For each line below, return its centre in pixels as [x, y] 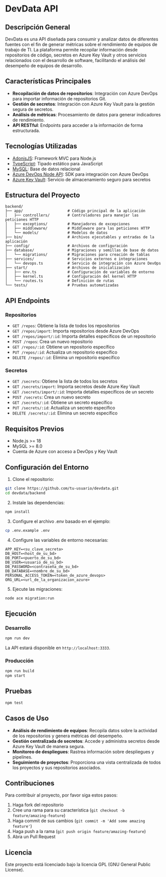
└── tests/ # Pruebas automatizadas [62, 285]
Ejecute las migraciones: [38, 589]
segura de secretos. [33, 109]
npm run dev [17, 638]
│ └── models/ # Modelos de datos [56, 233]
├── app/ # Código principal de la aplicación [75, 211]
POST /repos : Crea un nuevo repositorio [52, 342]
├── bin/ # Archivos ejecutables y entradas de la [80, 237]
